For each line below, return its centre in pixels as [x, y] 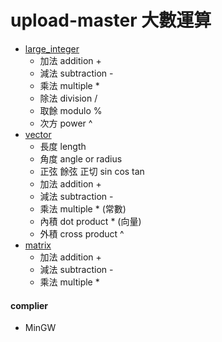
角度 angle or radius [81, 158]
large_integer [52, 48]
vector [38, 134]
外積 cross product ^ [82, 233]
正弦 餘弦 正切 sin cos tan [92, 171]
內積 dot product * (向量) [90, 221]
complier [29, 305]
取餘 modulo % [71, 110]
